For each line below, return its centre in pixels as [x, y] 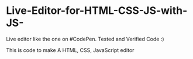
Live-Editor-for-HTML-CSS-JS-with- [97, 11]
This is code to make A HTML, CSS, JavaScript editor [70, 50]
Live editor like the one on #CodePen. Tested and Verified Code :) [85, 39]
